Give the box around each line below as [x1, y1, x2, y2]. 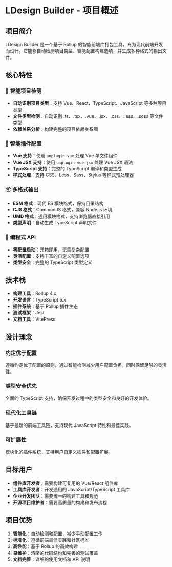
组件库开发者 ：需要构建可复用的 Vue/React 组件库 [12, 480, 119, 486]
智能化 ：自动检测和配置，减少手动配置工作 [12, 530, 103, 537]
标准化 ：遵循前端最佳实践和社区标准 [12, 537, 90, 543]
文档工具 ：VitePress [12, 316, 56, 322]
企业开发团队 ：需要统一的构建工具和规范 [12, 492, 98, 499]
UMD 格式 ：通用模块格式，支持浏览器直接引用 [12, 213, 110, 219]
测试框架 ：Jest [12, 310, 45, 316]
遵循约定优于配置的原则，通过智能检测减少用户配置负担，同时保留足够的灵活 [5, 362, 167, 368]
